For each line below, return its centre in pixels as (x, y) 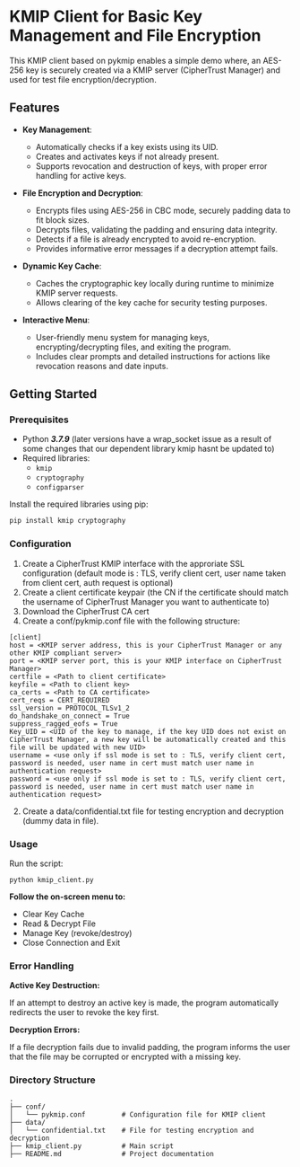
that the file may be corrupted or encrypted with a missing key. (125, 1056)
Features (34, 108)
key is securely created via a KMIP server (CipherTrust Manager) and (153, 70)
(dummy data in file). (60, 820)
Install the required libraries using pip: (79, 504)
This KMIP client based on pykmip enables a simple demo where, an (135, 60)
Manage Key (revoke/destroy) (77, 933)
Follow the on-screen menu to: (68, 897)
